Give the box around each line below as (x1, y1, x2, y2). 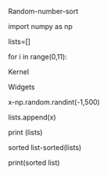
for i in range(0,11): (8, 52, 68, 61)
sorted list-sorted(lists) (8, 143, 82, 152)
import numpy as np (8, 22, 73, 30)
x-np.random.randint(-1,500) (8, 98, 100, 106)
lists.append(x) (8, 112, 56, 122)
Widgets (8, 82, 35, 91)
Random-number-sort (8, 7, 79, 16)
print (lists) (8, 128, 43, 137)
